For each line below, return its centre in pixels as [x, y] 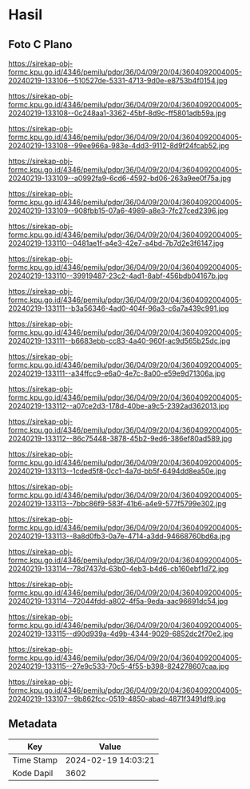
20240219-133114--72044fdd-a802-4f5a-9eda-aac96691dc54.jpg [118, 601]
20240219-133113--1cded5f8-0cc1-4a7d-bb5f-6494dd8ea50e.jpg [117, 471]
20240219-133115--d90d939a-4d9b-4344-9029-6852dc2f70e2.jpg [121, 634]
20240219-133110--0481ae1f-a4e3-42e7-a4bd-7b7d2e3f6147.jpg [116, 243]
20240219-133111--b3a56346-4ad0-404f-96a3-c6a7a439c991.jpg [119, 308]
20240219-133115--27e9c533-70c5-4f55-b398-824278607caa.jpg [119, 666]
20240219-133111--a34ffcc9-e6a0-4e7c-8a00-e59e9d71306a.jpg [117, 373]
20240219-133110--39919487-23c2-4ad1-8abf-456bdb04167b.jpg [118, 276]
